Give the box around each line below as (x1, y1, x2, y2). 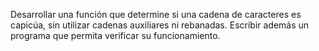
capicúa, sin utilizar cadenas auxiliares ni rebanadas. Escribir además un (10, 19, 310, 31)
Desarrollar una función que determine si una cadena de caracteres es (10, 9, 302, 20)
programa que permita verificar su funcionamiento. (10, 30, 221, 41)
